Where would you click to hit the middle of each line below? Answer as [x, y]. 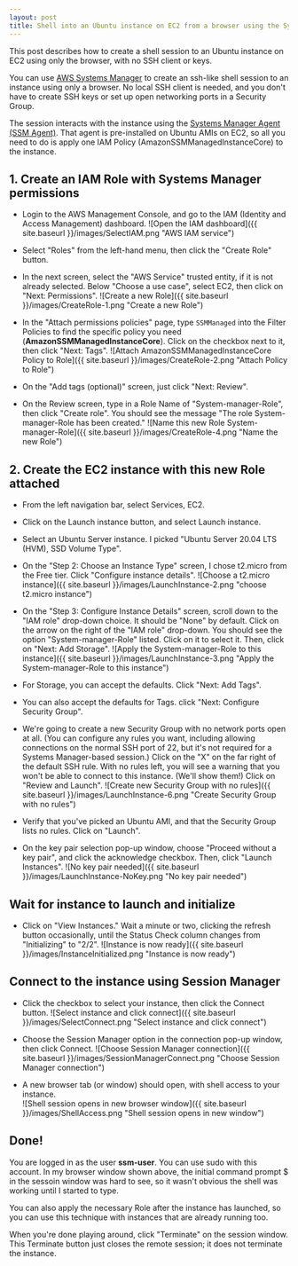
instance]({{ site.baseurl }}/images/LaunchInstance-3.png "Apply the [148, 658]
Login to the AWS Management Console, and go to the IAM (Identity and [154, 215]
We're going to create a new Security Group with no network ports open [154, 729]
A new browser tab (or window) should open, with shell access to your [151, 1084]
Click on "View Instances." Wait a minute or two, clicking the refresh [146, 925]
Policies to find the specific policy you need [102, 332]
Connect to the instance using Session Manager [145, 982]
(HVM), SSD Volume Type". [72, 549]
